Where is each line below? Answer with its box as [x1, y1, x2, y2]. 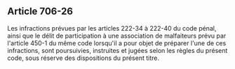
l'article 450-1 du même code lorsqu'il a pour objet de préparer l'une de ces [7, 38, 227, 47]
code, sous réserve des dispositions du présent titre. [7, 54, 160, 62]
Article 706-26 [7, 6, 74, 17]
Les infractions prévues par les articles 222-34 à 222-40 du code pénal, [7, 24, 217, 32]
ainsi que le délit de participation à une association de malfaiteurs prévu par [7, 31, 227, 40]
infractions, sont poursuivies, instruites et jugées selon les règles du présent [7, 46, 228, 54]
